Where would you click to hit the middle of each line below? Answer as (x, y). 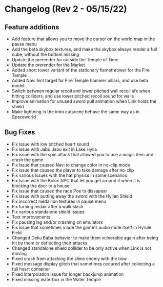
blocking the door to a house (41, 186)
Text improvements (31, 217)
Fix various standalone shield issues (48, 212)
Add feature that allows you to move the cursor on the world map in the (83, 39)
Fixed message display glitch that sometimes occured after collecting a (83, 263)
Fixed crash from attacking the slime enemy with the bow (69, 259)
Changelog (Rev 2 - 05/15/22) (66, 9)
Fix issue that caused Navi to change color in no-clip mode (71, 165)
